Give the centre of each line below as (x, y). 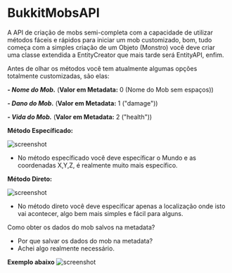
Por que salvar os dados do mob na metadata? (85, 241)
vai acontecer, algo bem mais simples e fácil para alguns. (100, 213)
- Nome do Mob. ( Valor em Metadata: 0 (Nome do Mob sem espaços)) (111, 89)
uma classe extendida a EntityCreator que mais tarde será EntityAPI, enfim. (116, 55)
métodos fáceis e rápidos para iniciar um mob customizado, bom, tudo (110, 39)
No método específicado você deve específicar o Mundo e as (107, 158)
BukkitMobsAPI (53, 13)
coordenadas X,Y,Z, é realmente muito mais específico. (97, 165)
